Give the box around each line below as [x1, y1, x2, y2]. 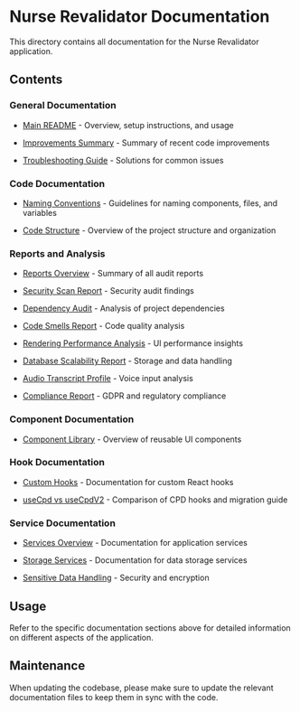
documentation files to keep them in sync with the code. [9, 691, 219, 702]
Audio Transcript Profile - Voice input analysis [22, 373, 194, 384]
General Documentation [9, 99, 117, 112]
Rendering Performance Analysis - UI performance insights [22, 338, 244, 349]
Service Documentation [9, 517, 116, 529]
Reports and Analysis [9, 247, 106, 259]
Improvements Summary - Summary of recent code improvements [22, 137, 270, 148]
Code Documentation [9, 177, 106, 190]
